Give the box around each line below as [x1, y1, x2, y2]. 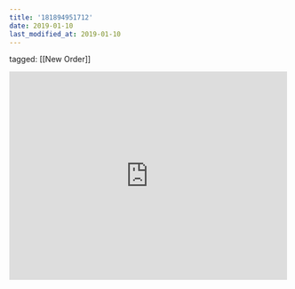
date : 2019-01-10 [9, 21, 74, 30]
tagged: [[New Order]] [9, 54, 92, 65]
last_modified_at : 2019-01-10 [9, 29, 122, 38]
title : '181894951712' [9, 12, 93, 22]
